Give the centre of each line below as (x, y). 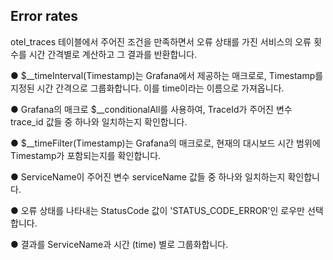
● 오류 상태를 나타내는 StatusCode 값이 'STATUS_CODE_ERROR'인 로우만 (158, 210)
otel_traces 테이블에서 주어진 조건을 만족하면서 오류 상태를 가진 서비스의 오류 (161, 41)
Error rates (44, 16)
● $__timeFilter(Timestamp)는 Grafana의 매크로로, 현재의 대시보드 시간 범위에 (165, 143)
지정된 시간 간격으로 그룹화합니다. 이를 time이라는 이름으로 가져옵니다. (147, 88)
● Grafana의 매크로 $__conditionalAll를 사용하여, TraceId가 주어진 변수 (151, 109)
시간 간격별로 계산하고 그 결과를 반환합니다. (113, 54)
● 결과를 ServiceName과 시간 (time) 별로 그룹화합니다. (119, 244)
